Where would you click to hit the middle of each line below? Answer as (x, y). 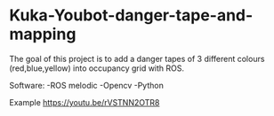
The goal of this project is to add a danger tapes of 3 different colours (137, 58)
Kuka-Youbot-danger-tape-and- (131, 15)
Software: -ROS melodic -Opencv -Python (87, 85)
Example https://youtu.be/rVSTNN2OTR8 (85, 102)
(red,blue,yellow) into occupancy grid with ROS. (97, 68)
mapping (43, 34)
